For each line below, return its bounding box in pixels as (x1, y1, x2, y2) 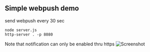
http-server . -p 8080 (5, 32, 53, 37)
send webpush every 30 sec (5, 17, 65, 23)
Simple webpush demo (5, 4, 80, 13)
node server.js (5, 28, 37, 33)
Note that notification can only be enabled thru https (5, 41, 115, 47)
